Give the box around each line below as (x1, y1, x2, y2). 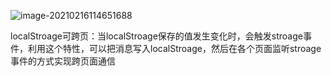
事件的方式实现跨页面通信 (10, 55, 116, 67)
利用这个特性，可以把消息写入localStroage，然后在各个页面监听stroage (27, 43, 322, 54)
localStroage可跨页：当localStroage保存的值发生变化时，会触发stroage (10, 30, 303, 42)
